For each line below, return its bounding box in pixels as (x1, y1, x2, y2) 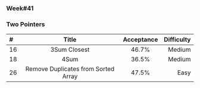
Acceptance (123, 36, 158, 44)
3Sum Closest (50, 46, 90, 54)
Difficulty (163, 36, 191, 44)
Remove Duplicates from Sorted (25, 65, 115, 73)
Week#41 (6, 4, 34, 12)
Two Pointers (6, 20, 46, 28)
